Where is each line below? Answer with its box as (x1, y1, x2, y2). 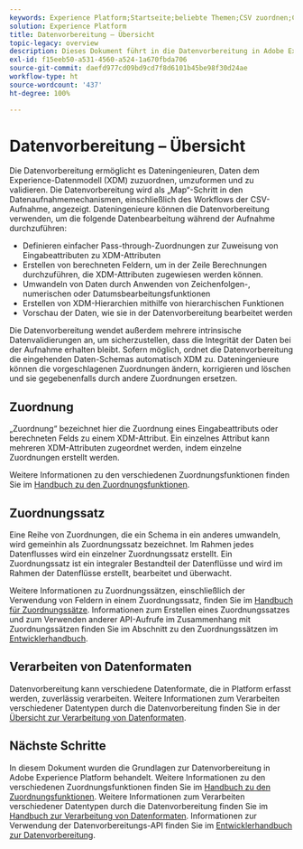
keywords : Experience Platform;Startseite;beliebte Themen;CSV (9, 13, 252, 23)
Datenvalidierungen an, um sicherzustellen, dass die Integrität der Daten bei (9, 335, 291, 346)
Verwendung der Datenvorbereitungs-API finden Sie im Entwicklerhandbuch (9, 819, 293, 831)
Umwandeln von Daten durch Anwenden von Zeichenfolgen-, (22, 279, 251, 290)
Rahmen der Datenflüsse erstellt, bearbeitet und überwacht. (9, 568, 233, 579)
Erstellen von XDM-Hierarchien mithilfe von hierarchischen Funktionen (22, 298, 284, 309)
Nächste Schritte (9, 738, 106, 754)
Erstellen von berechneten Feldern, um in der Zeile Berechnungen (22, 259, 268, 271)
